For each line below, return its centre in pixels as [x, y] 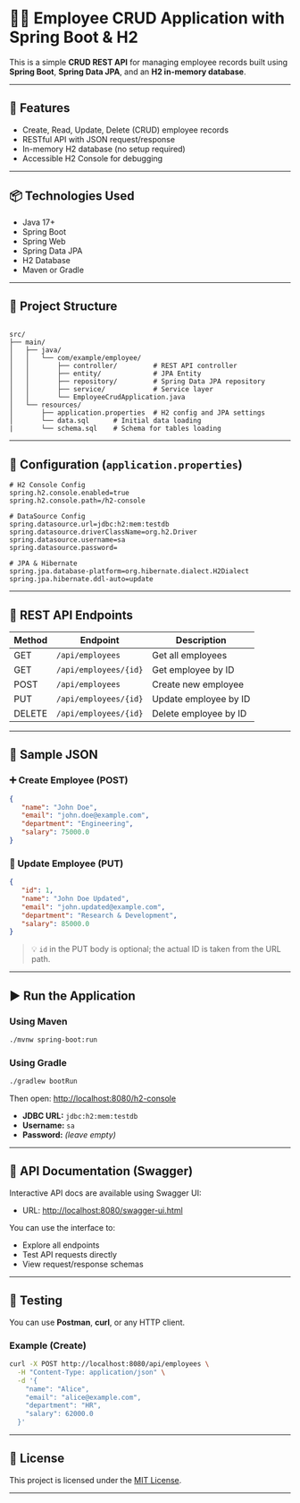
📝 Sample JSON [54, 755]
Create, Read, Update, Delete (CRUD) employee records [125, 130]
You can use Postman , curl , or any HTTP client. [97, 1322]
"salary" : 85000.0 [55, 923]
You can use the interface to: [62, 1227]
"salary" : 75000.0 [55, 832]
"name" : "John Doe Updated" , [75, 898]
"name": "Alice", [58, 1389]
